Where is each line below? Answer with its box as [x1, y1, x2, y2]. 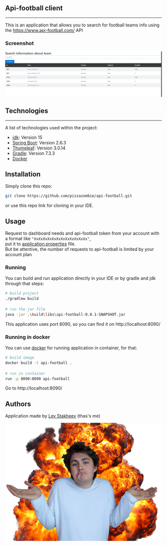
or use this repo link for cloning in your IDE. [5, 202, 93, 209]
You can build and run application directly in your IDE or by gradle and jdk [5, 275, 156, 281]
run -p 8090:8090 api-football [5, 376, 70, 381]
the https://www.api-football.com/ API [5, 27, 83, 33]
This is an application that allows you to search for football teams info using [5, 22, 160, 28]
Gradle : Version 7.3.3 [12, 150, 55, 156]
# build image [5, 355, 35, 360]
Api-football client [5, 4, 63, 12]
